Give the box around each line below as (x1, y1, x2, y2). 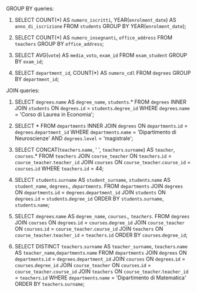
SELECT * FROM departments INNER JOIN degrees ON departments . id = (14, 122, 188, 129)
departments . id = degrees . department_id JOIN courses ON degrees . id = (14, 255, 186, 262)
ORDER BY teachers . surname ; (14, 281, 85, 287)
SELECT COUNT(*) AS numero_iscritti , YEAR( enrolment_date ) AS (14, 16, 176, 23)
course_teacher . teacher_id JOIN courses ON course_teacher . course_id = (14, 159, 191, 165)
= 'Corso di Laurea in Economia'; (14, 111, 94, 118)
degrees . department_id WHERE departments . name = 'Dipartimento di (14, 129, 176, 135)
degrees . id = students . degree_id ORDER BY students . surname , (14, 195, 164, 202)
